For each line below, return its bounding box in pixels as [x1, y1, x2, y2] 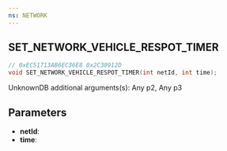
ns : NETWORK [8, 11, 47, 20]
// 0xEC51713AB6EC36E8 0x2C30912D [8, 61, 123, 69]
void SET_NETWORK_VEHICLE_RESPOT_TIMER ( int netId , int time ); [8, 68, 218, 77]
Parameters [8, 105, 67, 119]
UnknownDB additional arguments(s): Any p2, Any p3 [8, 83, 183, 93]
